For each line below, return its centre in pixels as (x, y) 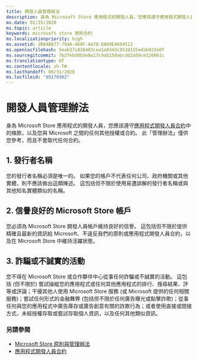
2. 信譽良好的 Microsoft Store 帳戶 (69, 211)
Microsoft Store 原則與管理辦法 (52, 344)
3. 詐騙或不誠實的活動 (46, 261)
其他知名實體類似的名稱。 (37, 190)
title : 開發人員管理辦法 (33, 11)
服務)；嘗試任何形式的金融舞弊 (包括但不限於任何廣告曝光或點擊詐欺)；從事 (98, 298)
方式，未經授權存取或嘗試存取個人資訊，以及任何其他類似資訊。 (83, 313)
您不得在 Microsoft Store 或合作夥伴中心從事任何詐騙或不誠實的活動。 (91, 276)
